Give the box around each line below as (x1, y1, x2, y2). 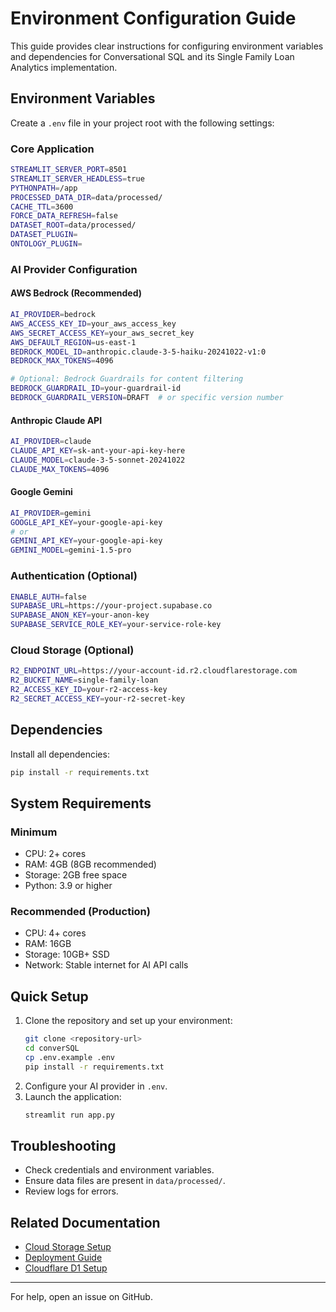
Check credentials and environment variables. (24, 1164, 215, 1176)
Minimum (10, 825, 58, 839)
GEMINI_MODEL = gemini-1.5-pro (10, 545, 132, 556)
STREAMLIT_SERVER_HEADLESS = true (10, 173, 145, 184)
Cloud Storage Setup (24, 1241, 112, 1253)
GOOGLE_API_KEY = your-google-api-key (10, 517, 163, 527)
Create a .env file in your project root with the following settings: (10, 117, 275, 129)
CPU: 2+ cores (24, 848, 87, 860)
